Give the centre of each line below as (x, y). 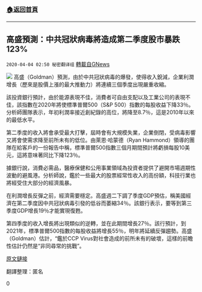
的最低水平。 (22, 120)
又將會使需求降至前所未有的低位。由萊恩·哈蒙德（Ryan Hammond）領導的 (98, 140)
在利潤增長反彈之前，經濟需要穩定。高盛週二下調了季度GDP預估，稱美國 (96, 196)
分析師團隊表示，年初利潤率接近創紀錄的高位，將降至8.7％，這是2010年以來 (100, 112)
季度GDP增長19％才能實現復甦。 (46, 211)
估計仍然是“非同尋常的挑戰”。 (48, 246)
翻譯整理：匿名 (25, 272)
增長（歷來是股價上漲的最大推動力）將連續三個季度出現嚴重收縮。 (88, 85)
